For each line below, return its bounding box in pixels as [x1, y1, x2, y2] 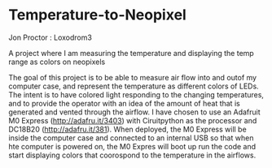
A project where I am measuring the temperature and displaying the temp [8, 48, 254, 58]
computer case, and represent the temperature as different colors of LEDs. [8, 81, 259, 91]
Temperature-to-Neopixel [8, 6, 187, 24]
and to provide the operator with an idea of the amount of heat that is [8, 98, 240, 108]
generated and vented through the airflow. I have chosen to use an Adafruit [8, 107, 261, 117]
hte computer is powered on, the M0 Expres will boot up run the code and [8, 141, 257, 151]
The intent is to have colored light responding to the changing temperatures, [8, 89, 265, 99]
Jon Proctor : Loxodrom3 [8, 32, 92, 42]
